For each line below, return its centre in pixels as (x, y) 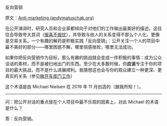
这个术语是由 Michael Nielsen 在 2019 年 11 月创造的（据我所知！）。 (74, 87)
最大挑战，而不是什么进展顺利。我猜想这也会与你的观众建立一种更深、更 (88, 70)
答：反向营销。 (20, 119)
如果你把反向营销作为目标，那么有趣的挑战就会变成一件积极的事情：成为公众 (83, 58)
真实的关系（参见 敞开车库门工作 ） (40, 76)
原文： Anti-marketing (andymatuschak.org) (50, 18)
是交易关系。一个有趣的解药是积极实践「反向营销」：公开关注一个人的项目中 (83, 41)
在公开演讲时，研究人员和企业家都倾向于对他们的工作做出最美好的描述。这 (81, 28)
